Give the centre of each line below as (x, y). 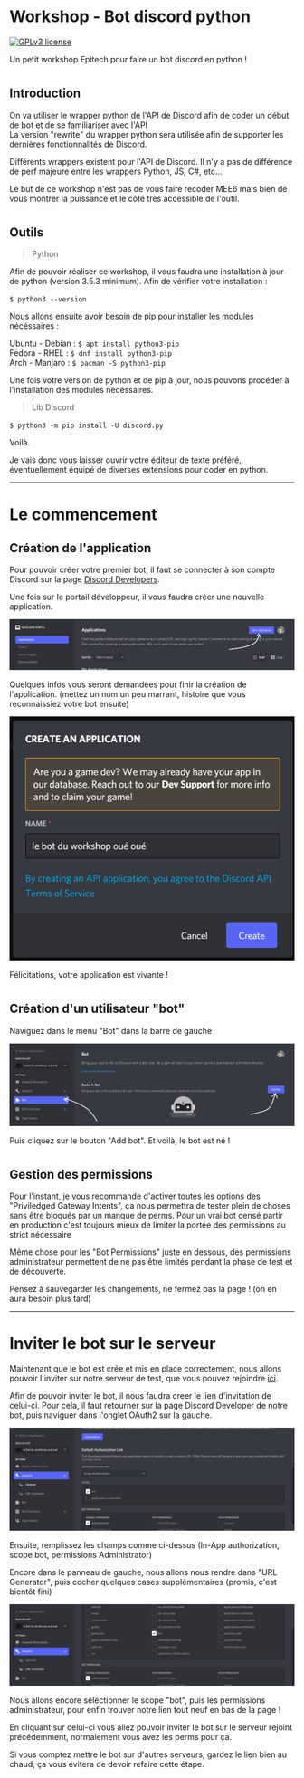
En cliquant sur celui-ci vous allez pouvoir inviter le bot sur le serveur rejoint (151, 1727)
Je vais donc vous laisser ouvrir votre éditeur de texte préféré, (125, 460)
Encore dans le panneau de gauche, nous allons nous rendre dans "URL (143, 1572)
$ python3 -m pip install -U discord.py (87, 426)
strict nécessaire (41, 1235)
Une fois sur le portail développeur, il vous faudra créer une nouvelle (137, 597)
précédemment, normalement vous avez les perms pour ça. (121, 1736)
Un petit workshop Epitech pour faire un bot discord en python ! (128, 59)
